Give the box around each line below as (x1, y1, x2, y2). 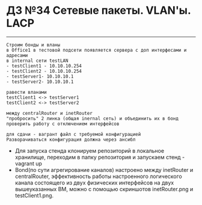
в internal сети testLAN (6, 58, 69, 64)
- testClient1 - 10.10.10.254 (6, 63, 82, 69)
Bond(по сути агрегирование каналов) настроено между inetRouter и (14, 166, 194, 173)
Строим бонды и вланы (6, 41, 61, 48)
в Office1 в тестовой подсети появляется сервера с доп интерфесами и (6, 47, 187, 53)
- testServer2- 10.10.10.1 (6, 79, 74, 85)
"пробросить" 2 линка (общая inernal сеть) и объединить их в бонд (6, 115, 179, 121)
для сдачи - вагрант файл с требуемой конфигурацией (6, 131, 141, 137)
